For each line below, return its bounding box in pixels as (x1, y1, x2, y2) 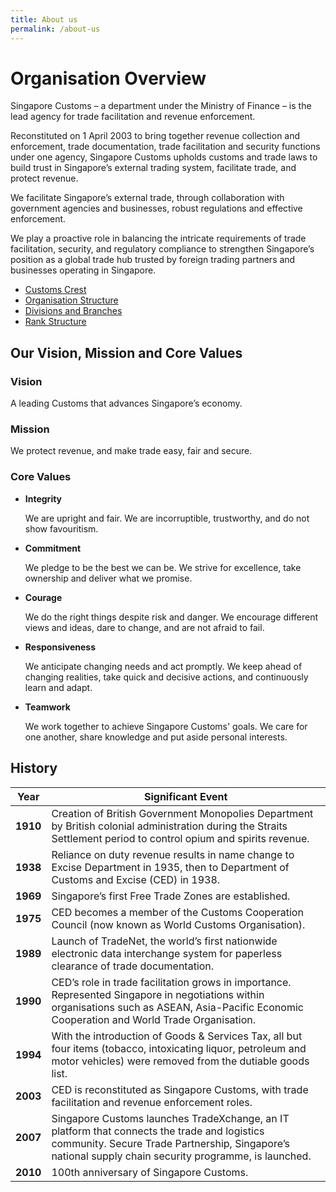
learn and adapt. (24, 681, 93, 693)
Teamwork (24, 701, 71, 713)
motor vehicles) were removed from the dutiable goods (51, 1054, 310, 1068)
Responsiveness (24, 641, 96, 653)
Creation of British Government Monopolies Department (51, 806, 314, 820)
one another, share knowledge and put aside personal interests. (24, 731, 288, 743)
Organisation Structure (24, 294, 119, 306)
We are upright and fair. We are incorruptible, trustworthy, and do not (24, 512, 310, 524)
